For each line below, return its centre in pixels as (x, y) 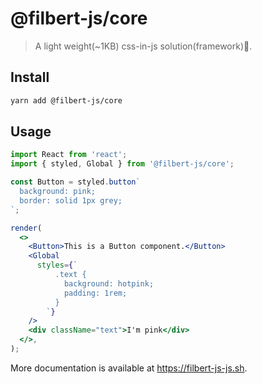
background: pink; (58, 192)
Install (30, 77)
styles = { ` (57, 265)
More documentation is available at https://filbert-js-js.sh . (129, 368)
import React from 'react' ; (69, 155)
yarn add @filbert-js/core (66, 100)
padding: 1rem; (95, 293)
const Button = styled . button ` (75, 182)
